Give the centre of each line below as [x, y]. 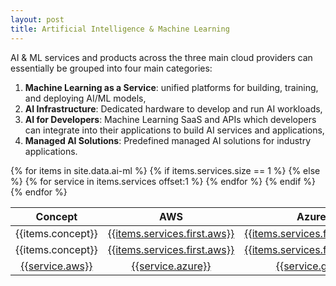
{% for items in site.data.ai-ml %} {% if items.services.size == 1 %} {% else [165, 170]
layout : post [37, 19]
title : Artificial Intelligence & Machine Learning [120, 29]
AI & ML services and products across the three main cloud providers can [161, 57]
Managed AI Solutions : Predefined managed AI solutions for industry [168, 140]
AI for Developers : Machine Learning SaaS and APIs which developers [170, 119]
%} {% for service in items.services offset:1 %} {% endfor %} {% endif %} [163, 181]
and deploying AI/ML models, [85, 98]
